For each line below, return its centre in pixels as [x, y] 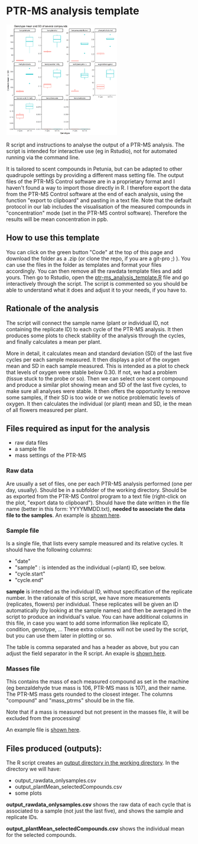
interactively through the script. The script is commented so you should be [97, 283]
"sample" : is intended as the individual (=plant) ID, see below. [90, 567]
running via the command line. [43, 157]
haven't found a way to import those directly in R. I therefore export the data [98, 187]
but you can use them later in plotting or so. [59, 635]
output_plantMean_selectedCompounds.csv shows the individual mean [95, 829]
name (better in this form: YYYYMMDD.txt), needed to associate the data [96, 509]
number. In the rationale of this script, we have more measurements [88, 597]
